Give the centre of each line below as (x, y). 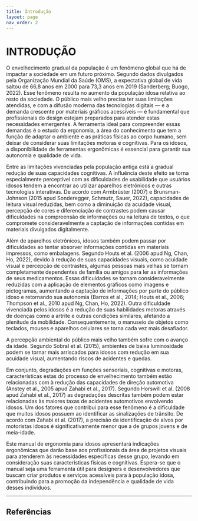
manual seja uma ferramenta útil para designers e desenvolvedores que (93, 469)
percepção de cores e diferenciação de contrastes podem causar (86, 211)
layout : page (22, 17)
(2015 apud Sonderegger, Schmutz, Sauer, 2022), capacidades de (109, 198)
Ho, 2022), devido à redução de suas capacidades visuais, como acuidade (97, 260)
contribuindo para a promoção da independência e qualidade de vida (90, 482)
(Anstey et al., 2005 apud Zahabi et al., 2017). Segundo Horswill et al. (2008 (98, 389)
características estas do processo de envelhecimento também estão (89, 376)
